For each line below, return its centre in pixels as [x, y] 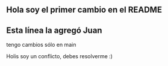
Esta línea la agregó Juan [54, 30]
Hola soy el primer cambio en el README [84, 10]
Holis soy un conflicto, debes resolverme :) [60, 56]
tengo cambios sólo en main [41, 45]
